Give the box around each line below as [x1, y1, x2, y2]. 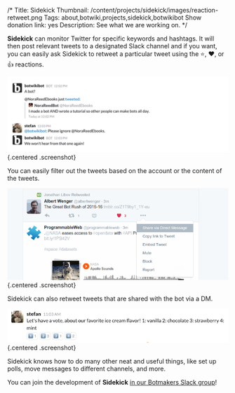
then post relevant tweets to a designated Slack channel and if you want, [7, 42, 217, 50]
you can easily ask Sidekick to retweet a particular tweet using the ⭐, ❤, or [7, 50, 224, 58]
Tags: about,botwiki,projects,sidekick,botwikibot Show [43, 13, 202, 22]
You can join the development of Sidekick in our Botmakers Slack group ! [7, 378, 217, 387]
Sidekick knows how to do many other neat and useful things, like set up [7, 357, 217, 366]
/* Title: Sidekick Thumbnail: [7, 6, 89, 14]
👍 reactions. [7, 60, 44, 69]
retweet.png [7, 13, 43, 22]
